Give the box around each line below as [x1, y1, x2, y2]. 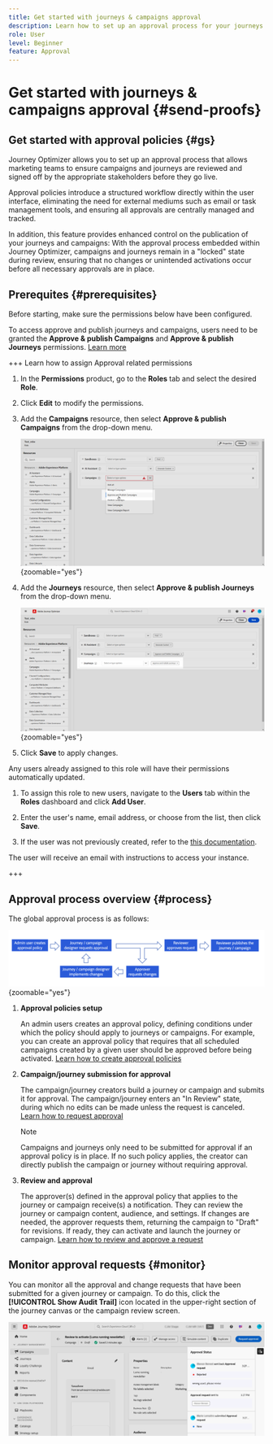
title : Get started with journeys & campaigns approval [8, 13, 201, 21]
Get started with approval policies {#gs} [8, 133, 215, 146]
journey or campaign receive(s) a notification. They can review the [19, 1200, 244, 1210]
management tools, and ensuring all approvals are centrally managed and [8, 205, 254, 215]
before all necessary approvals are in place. [8, 264, 155, 274]
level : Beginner [8, 39, 63, 47]
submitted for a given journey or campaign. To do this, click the [8, 1288, 221, 1298]
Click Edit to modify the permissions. [19, 398, 145, 408]
